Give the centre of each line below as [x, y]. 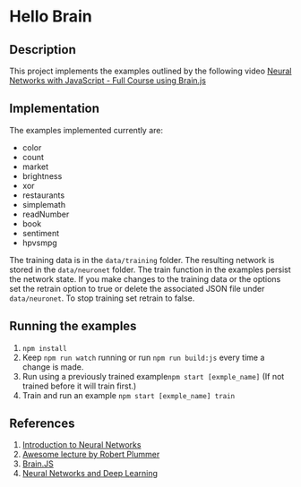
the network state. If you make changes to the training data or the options [145, 278]
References [42, 424]
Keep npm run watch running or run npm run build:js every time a [143, 357]
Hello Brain [51, 17]
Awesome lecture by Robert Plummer [91, 455]
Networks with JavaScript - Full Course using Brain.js [107, 81]
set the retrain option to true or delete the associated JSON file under [137, 288]
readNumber [46, 214]
